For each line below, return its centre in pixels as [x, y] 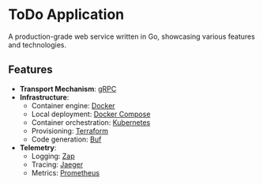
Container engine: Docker [73, 105]
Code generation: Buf [66, 139]
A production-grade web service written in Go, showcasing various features [131, 36]
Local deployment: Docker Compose [91, 114]
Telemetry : [38, 147]
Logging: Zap [53, 156]
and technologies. [38, 44]
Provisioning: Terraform [70, 130]
